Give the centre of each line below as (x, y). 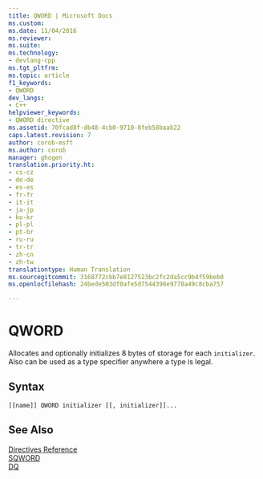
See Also (31, 430)
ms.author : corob (37, 150)
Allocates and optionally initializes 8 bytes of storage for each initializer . (132, 353)
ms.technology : (34, 53)
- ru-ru (21, 240)
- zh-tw (21, 262)
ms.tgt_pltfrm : (34, 68)
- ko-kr (21, 217)
